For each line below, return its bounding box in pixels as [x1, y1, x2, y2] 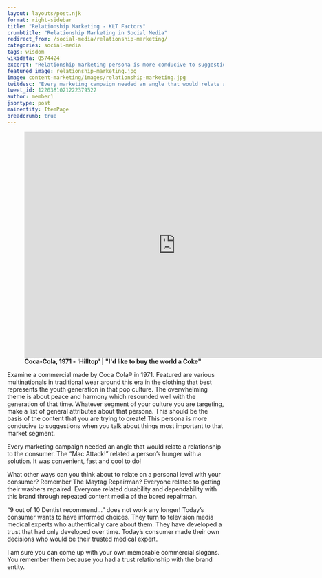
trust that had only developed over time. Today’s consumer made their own [7, 528, 220, 536]
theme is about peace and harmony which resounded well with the [7, 393, 196, 401]
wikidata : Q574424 [7, 55, 60, 62]
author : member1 [7, 94, 54, 100]
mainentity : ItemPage [7, 106, 69, 113]
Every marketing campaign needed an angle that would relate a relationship [7, 442, 222, 451]
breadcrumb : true [7, 112, 57, 119]
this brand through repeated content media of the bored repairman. [7, 493, 198, 501]
